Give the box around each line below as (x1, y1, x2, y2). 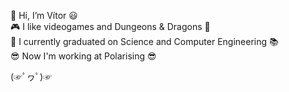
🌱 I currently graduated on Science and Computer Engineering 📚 (10, 36, 279, 47)
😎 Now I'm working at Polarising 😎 (10, 50, 157, 62)
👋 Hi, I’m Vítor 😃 (10, 10, 78, 21)
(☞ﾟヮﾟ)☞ (10, 71, 53, 82)
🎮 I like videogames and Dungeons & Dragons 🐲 (10, 21, 211, 32)
